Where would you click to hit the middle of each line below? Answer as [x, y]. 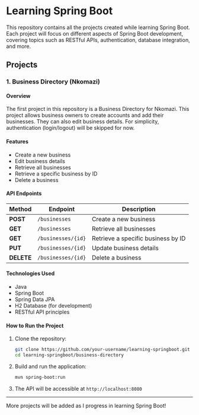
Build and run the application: [51, 366]
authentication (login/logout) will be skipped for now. [70, 128]
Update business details [125, 248]
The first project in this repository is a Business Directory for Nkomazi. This [98, 109]
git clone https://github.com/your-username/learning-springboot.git [102, 350]
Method [20, 209]
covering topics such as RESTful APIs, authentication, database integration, [98, 40]
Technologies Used [31, 273]
